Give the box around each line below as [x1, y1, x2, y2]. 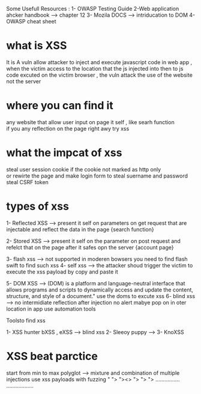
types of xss [6, 200, 69, 213]
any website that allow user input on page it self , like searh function [6, 118, 175, 125]
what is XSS [6, 39, 67, 53]
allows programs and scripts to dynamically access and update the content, [6, 286, 194, 293]
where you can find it [6, 99, 114, 113]
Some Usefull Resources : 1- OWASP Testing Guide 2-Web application [6, 5, 179, 12]
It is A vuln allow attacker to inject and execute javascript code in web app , [6, 58, 193, 65]
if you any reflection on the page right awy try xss [6, 125, 130, 132]
